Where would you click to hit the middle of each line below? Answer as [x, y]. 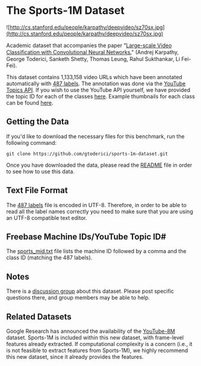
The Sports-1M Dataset [65, 11]
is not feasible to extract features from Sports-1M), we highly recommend [97, 350]
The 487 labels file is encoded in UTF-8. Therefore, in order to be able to [96, 205]
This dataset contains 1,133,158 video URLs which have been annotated [94, 77]
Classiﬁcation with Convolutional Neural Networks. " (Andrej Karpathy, [93, 52]
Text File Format [37, 191]
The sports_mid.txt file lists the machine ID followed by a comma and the [96, 251]
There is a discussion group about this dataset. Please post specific [90, 291]
